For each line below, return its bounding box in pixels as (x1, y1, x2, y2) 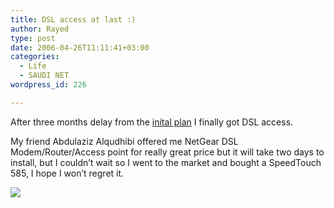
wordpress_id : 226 (10, 80, 87, 90)
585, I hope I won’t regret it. (10, 167, 125, 179)
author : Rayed (10, 24, 70, 34)
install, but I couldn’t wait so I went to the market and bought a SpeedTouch (10, 156, 322, 168)
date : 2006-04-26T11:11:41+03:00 (10, 42, 150, 53)
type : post (10, 33, 56, 43)
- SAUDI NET (19, 71, 70, 81)
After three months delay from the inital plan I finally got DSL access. (10, 116, 294, 128)
